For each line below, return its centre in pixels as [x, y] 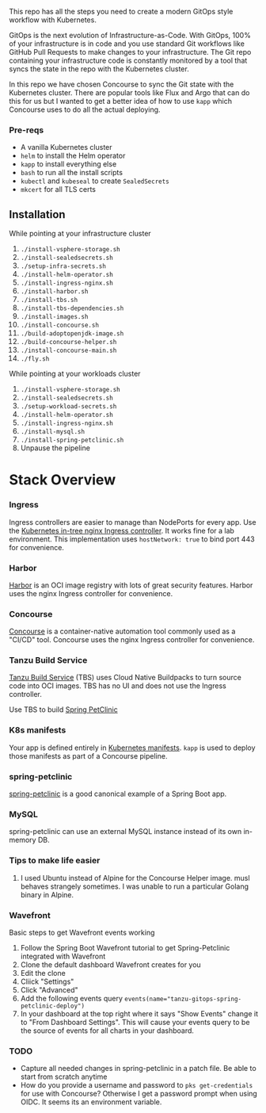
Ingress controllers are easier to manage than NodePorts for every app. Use [133, 522]
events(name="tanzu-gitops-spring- [183, 999]
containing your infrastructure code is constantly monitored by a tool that [128, 60]
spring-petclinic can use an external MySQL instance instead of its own [125, 832]
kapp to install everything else [68, 164]
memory [23, 840]
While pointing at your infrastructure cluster [80, 234]
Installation [37, 214]
